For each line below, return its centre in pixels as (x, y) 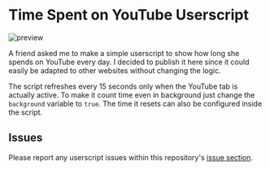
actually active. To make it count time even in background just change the (132, 94)
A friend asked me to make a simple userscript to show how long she (124, 53)
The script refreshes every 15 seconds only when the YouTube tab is (123, 86)
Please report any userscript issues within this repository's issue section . (131, 157)
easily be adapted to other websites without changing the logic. (115, 70)
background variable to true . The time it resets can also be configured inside (135, 103)
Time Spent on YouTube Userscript (129, 15)
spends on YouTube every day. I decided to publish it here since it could (129, 62)
